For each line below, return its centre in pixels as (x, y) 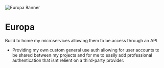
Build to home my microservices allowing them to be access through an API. (82, 40)
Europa (20, 27)
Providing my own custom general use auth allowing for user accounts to (86, 50)
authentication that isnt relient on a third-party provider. (68, 60)
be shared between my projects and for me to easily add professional (82, 55)
